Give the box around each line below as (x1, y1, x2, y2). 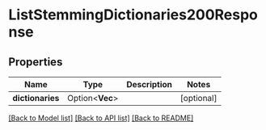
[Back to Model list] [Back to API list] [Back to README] (8, 113, 194, 123)
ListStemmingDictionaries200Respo (8, 6, 259, 24)
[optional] (179, 93, 217, 103)
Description (126, 79, 172, 90)
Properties (8, 55, 63, 69)
